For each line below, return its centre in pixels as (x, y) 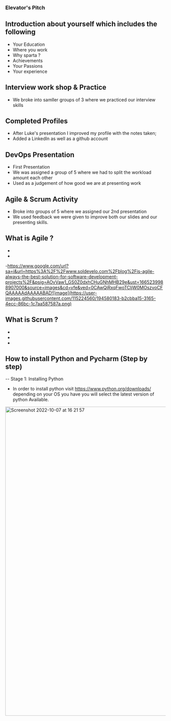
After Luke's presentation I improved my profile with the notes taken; (84, 133)
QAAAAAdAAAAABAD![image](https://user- (51, 293)
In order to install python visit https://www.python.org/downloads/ (82, 389)
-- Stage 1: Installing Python (34, 379)
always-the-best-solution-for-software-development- (62, 276)
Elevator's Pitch (25, 8)
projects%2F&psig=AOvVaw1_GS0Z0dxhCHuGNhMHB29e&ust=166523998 (84, 282)
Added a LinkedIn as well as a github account (60, 138)
